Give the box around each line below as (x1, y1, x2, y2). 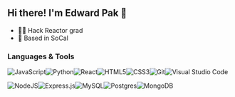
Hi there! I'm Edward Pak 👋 (7, 7, 127, 19)
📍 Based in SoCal (17, 34, 69, 42)
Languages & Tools (7, 51, 75, 61)
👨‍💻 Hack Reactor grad (17, 26, 83, 34)
